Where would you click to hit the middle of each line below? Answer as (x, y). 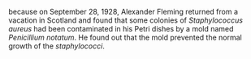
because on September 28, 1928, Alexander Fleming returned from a (123, 12)
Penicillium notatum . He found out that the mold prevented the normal (125, 37)
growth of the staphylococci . (57, 46)
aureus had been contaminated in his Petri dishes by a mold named (121, 29)
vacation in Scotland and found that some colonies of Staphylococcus (126, 20)
